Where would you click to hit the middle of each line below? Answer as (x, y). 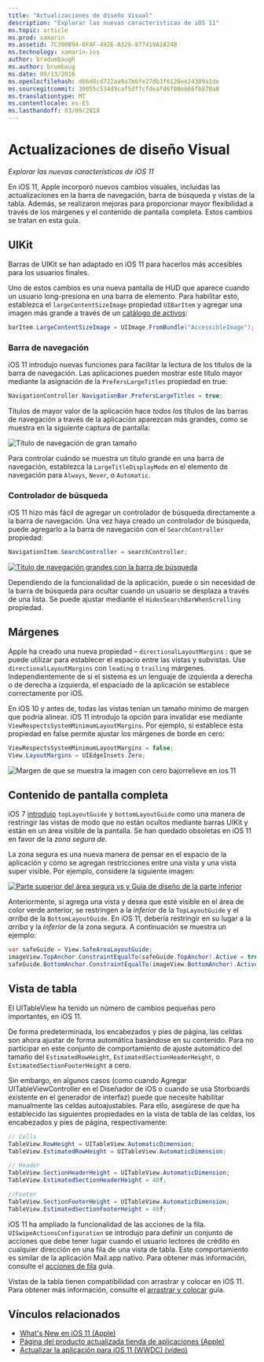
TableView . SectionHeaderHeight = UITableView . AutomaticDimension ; (119, 1173)
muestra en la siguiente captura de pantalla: (79, 427)
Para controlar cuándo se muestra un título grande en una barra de (116, 458)
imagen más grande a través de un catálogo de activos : (98, 313)
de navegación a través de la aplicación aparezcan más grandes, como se (128, 419)
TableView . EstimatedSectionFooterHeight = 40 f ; (88, 1209)
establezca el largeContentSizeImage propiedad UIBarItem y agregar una (125, 304)
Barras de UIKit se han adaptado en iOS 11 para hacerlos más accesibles (125, 264)
